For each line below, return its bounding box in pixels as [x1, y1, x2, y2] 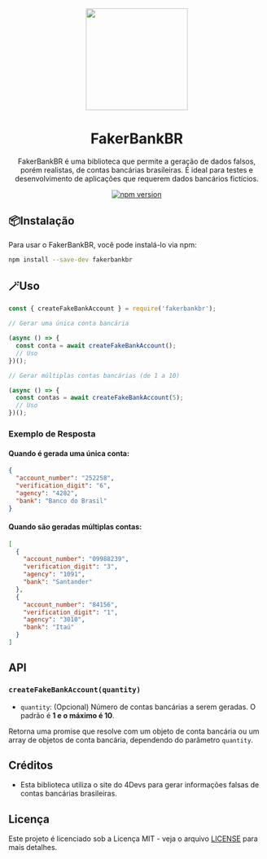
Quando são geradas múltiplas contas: [8, 522, 142, 532]
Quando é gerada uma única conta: [8, 448, 130, 458]
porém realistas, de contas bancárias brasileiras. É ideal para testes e [20, 164, 254, 174]
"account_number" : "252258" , [15, 474, 115, 483]
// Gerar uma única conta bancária [8, 319, 129, 328]
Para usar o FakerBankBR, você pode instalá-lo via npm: [8, 239, 197, 249]
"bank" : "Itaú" [23, 623, 75, 632]
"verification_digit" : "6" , [15, 481, 112, 489]
